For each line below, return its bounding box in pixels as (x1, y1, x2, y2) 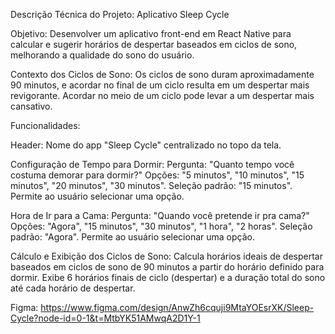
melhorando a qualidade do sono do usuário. (10, 49, 195, 61)
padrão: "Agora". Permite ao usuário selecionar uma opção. (10, 231, 255, 243)
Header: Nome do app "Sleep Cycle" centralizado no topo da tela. (10, 139, 282, 151)
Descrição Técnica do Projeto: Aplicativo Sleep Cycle (10, 9, 230, 20)
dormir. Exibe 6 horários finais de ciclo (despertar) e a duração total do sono (10, 272, 326, 283)
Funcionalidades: (10, 120, 81, 131)
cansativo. (10, 100, 53, 112)
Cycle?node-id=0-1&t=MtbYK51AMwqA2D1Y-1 (10, 312, 201, 324)
